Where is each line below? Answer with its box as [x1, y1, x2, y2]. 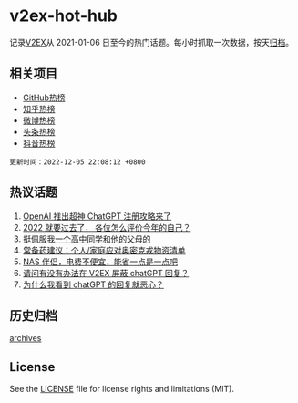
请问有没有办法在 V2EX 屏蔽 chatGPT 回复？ [22, 267, 190, 278]
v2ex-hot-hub [9, 5, 118, 26]
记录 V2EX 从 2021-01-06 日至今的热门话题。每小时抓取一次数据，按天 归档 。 [9, 36, 294, 47]
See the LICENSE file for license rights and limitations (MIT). [9, 384, 235, 395]
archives [9, 333, 42, 344]
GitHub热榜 [22, 92, 66, 103]
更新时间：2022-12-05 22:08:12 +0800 [9, 157, 146, 167]
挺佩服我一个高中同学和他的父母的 [22, 233, 151, 244]
